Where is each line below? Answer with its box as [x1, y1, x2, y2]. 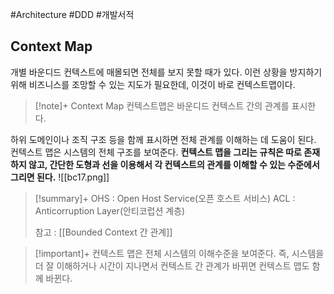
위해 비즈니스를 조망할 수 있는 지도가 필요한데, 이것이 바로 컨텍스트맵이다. [10, 78, 296, 90]
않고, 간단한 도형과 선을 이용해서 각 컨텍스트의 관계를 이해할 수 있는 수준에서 [28, 158, 320, 170]
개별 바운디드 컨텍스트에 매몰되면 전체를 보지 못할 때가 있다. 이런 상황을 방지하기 [10, 66, 323, 78]
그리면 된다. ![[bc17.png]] [10, 171, 110, 183]
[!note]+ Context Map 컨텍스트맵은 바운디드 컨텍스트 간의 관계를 [34, 99, 290, 112]
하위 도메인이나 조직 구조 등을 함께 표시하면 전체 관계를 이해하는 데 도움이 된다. [10, 133, 317, 145]
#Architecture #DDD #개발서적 [10, 9, 135, 20]
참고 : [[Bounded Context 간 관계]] [34, 226, 173, 238]
